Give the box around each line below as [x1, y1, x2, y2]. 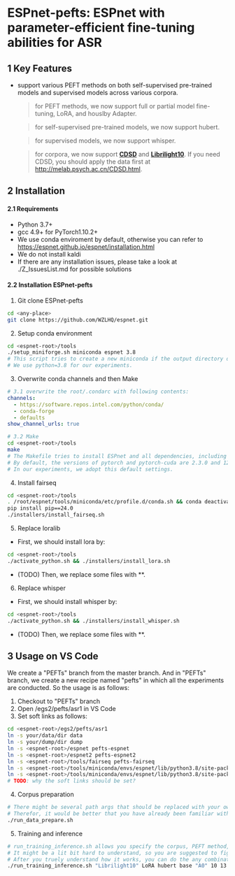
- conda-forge [13, 408, 55, 415]
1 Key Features [7, 62, 72, 74]
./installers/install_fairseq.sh [7, 512, 105, 519]
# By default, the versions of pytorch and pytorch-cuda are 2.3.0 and [7, 459, 220, 466]
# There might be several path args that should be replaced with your [7, 804, 220, 811]
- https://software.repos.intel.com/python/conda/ [13, 401, 164, 408]
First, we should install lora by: [17, 538, 106, 546]
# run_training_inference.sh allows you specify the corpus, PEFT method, [7, 842, 230, 850]
